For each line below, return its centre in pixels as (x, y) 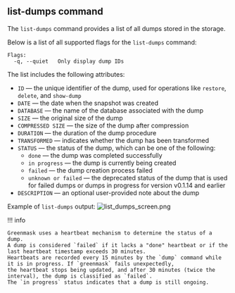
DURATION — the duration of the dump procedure (87, 132)
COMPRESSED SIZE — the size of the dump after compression (103, 125)
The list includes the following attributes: (66, 74)
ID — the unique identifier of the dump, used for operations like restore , (122, 88)
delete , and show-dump (49, 95)
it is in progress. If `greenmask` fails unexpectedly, (91, 263)
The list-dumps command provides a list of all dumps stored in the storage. (116, 28)
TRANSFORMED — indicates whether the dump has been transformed (113, 140)
